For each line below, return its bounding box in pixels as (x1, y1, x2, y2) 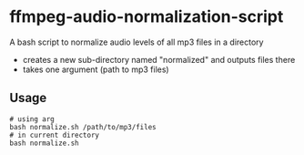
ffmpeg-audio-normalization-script (9, 6, 284, 27)
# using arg (9, 114, 55, 124)
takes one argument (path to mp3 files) (22, 64, 170, 75)
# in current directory (9, 130, 100, 139)
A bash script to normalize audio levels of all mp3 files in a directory (9, 36, 264, 47)
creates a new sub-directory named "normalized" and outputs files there (22, 54, 296, 65)
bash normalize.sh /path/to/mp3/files (9, 122, 157, 131)
